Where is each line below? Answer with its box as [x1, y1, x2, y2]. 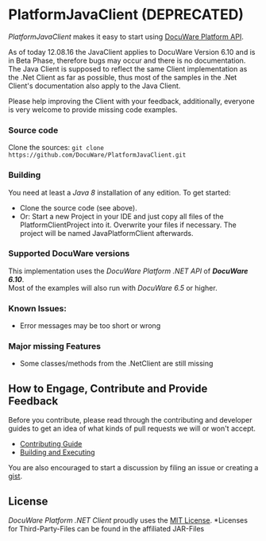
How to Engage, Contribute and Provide [8, 381, 208, 395]
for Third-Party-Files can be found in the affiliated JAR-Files [8, 524, 205, 534]
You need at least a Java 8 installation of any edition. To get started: [8, 187, 231, 197]
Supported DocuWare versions [8, 248, 130, 259]
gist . [8, 471, 22, 481]
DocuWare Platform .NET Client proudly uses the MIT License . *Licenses [8, 516, 249, 525]
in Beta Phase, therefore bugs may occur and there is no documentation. [8, 56, 246, 65]
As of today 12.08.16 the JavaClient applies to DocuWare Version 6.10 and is [8, 47, 256, 56]
